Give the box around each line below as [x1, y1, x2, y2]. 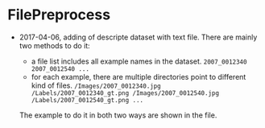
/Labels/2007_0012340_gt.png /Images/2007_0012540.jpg [31, 89, 219, 97]
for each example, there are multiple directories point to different [31, 72, 246, 81]
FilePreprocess [7, 6, 110, 24]
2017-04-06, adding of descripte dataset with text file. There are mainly [19, 32, 258, 42]
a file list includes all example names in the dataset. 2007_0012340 [31, 56, 247, 66]
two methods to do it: [19, 40, 90, 50]
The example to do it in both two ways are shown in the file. [19, 110, 217, 120]
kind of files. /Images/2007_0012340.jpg [31, 81, 162, 90]
